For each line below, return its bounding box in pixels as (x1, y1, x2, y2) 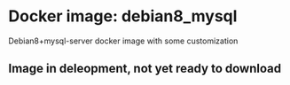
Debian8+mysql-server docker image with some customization (8, 35, 239, 46)
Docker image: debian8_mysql (8, 6, 238, 27)
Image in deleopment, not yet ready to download (8, 61, 281, 76)
